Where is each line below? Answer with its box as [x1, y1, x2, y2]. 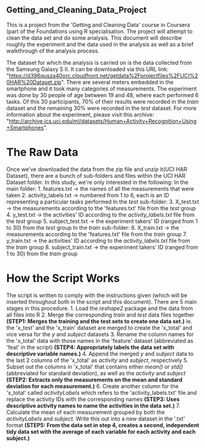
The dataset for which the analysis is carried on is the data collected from [6, 59, 192, 66]
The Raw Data [6, 145, 78, 159]
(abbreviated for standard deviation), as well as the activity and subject [6, 369, 185, 376]
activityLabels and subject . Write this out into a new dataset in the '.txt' [6, 415, 185, 422]
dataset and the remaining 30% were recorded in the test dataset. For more [6, 104, 197, 112]
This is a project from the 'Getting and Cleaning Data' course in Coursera [6, 21, 190, 28]
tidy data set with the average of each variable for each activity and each [6, 428, 196, 435]
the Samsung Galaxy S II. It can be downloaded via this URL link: [6, 65, 169, 73]
